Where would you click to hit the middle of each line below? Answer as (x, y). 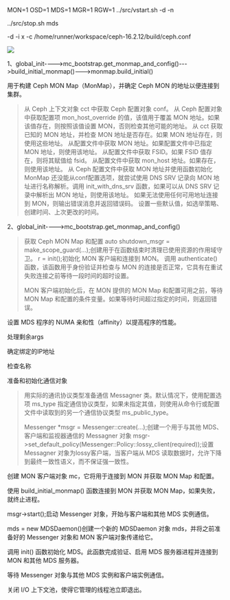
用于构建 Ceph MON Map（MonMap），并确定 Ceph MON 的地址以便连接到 (113, 86)
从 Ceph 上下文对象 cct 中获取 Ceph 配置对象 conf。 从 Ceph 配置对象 (123, 109)
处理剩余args (25, 337)
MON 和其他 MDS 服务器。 (45, 560)
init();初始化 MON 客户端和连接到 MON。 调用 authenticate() (133, 258)
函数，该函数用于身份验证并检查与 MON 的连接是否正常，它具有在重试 (123, 267)
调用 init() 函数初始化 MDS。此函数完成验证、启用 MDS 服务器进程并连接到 (113, 552)
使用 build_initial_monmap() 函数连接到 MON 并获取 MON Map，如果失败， (113, 491)
